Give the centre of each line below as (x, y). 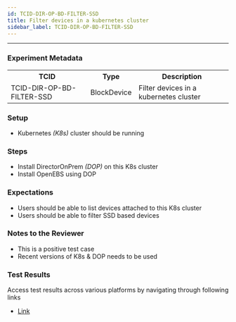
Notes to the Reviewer (46, 233)
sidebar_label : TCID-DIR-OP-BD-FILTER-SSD (70, 27)
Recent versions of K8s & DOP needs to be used (87, 256)
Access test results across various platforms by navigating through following (118, 290)
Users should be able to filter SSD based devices (88, 215)
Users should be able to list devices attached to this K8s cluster (110, 208)
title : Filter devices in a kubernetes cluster (78, 20)
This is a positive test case (56, 249)
